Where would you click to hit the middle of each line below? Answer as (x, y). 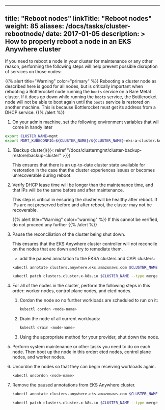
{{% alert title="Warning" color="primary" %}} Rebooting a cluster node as (81, 81)
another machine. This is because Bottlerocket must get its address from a (81, 107)
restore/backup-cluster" (37, 155)
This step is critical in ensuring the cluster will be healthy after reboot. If (85, 199)
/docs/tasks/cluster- (98, 26)
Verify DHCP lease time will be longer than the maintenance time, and (82, 185)
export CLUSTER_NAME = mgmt (31, 136)
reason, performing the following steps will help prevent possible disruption (82, 66)
